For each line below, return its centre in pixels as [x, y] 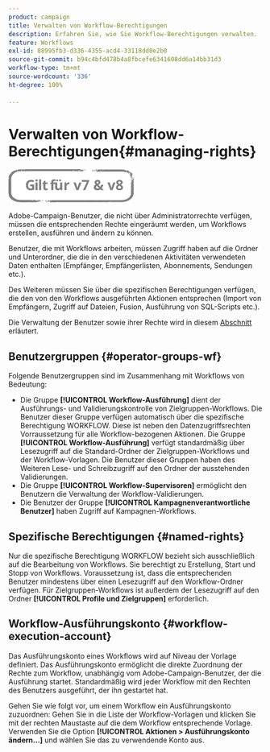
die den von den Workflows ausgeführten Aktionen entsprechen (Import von [135, 299]
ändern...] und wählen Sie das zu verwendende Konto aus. [106, 740]
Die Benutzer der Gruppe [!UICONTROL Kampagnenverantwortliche [135, 502]
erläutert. [23, 331]
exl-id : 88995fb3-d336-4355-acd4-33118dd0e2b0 [88, 51]
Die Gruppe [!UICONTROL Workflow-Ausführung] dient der [120, 400]
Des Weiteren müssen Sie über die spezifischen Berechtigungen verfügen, [132, 290]
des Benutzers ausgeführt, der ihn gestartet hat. [88, 690]
